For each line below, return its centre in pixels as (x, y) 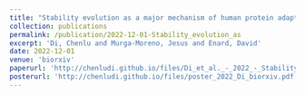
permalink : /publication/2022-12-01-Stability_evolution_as (126, 34)
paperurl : (28, 69)
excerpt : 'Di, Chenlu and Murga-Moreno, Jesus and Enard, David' (135, 43)
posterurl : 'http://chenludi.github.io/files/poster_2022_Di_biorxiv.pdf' (154, 77)
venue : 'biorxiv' (42, 60)
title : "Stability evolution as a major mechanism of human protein (142, 18)
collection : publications (58, 26)
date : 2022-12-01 (42, 52)
